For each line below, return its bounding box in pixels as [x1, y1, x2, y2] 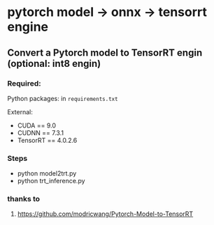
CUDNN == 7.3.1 [17, 128, 64, 137]
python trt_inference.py [17, 177, 85, 185]
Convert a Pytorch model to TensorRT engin [7, 47, 203, 59]
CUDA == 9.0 [17, 121, 56, 130]
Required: [7, 78, 42, 88]
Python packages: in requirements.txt [7, 94, 118, 102]
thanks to [7, 194, 41, 204]
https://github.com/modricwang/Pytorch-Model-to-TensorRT [17, 210, 194, 218]
